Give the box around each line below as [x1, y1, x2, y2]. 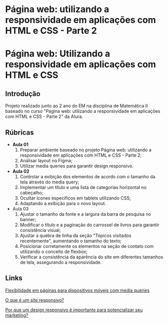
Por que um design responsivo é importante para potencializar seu [5, 306, 143, 313]
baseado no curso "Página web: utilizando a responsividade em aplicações [5, 108, 160, 114]
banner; [20, 217, 37, 222]
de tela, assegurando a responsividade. [20, 260, 102, 265]
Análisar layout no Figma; [20, 158, 73, 163]
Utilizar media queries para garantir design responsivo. [20, 163, 134, 169]
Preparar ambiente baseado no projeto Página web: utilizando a [20, 147, 152, 153]
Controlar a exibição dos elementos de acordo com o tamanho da [20, 174, 155, 179]
